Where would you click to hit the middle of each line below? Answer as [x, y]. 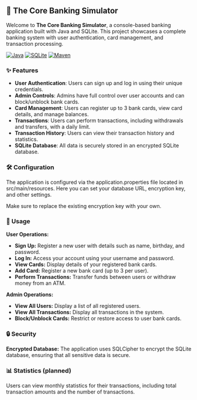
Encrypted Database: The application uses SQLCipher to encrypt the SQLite [99, 349]
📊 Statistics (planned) [39, 371]
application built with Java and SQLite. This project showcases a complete [96, 31]
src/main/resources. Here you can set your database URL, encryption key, [96, 189]
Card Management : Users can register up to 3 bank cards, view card [98, 108]
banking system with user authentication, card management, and [85, 37]
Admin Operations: [30, 294]
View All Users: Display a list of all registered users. [78, 305]
